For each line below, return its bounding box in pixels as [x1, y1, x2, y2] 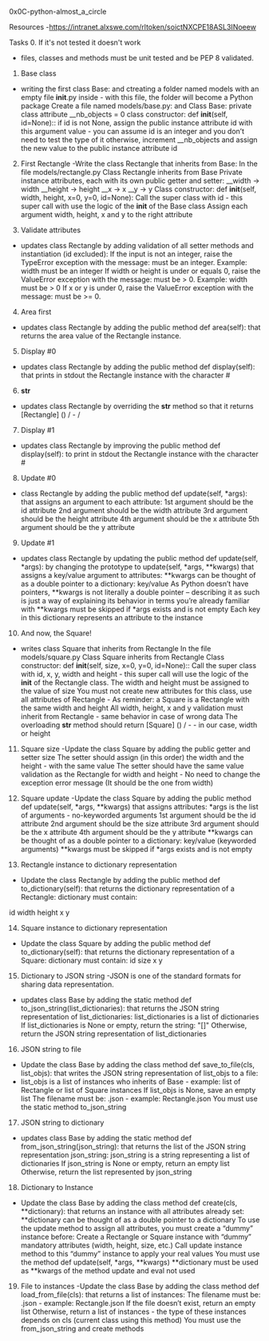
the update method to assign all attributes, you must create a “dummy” [20, 1224, 254, 1232]
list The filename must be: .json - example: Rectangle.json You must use [20, 1094, 258, 1103]
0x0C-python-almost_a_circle [9, 7, 107, 16]
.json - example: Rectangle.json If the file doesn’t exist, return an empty [20, 1299, 256, 1307]
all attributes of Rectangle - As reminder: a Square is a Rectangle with [20, 694, 250, 704]
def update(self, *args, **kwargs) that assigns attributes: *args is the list [20, 802, 259, 811]
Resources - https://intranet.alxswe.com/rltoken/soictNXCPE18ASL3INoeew [9, 22, 256, 31]
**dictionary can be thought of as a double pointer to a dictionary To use [20, 1215, 260, 1224]
